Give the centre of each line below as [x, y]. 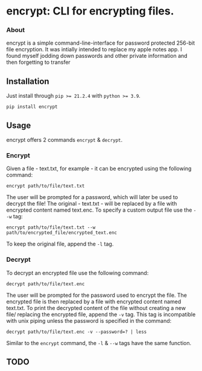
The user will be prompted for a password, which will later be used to [92, 197]
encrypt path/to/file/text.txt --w [51, 227]
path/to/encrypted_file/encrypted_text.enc [62, 233]
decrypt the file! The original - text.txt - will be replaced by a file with [92, 204]
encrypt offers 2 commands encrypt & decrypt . [65, 140]
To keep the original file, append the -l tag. [60, 244]
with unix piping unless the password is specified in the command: [89, 320]
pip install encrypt [32, 107]
